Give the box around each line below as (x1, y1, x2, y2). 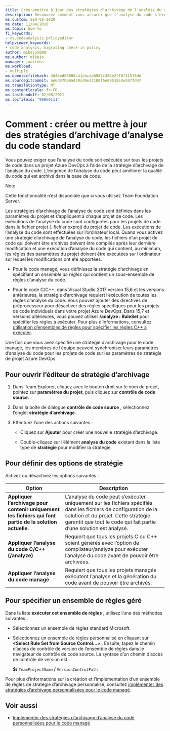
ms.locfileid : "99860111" (5, 97, 60, 102)
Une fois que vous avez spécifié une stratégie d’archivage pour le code (5, 340, 154, 346)
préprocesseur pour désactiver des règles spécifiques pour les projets (12, 303, 160, 309)
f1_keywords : (5, 31, 33, 36)
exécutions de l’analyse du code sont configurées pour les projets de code (5, 219, 161, 225)
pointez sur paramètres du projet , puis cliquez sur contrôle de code (12, 389, 156, 395)
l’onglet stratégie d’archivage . (12, 410, 77, 416)
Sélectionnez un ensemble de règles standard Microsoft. (12, 625, 131, 631)
